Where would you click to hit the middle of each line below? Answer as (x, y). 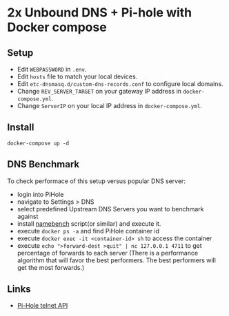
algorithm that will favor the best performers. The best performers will (116, 260)
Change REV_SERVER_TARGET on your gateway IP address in (99, 91)
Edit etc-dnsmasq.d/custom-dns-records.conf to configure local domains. (120, 84)
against (28, 216)
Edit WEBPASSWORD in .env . (52, 69)
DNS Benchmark (43, 164)
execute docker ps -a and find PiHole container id (88, 231)
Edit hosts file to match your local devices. (77, 76)
